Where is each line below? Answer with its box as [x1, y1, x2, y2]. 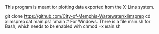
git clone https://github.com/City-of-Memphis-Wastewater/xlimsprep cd [5, 13, 151, 19]
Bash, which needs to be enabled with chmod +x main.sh [5, 23, 121, 29]
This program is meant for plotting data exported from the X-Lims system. [5, 4, 155, 10]
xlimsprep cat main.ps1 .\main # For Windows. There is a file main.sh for [5, 19, 151, 24]
